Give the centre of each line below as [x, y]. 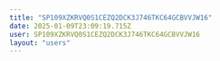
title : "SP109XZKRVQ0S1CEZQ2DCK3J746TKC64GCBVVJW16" [111, 17]
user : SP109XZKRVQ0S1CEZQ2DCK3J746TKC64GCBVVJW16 [105, 34]
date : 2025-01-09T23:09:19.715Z [70, 26]
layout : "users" [40, 43]
